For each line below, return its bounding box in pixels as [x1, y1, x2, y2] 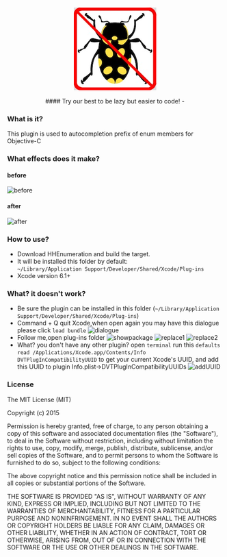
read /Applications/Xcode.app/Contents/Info [16, 349, 146, 356]
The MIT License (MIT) [7, 395, 72, 404]
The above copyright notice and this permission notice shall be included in [7, 471, 217, 480]
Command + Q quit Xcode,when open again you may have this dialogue [16, 319, 219, 327]
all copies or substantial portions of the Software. [7, 479, 146, 487]
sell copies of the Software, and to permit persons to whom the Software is [7, 451, 219, 459]
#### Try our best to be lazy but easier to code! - [45, 97, 185, 105]
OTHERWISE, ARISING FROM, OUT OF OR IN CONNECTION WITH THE [7, 536, 206, 544]
